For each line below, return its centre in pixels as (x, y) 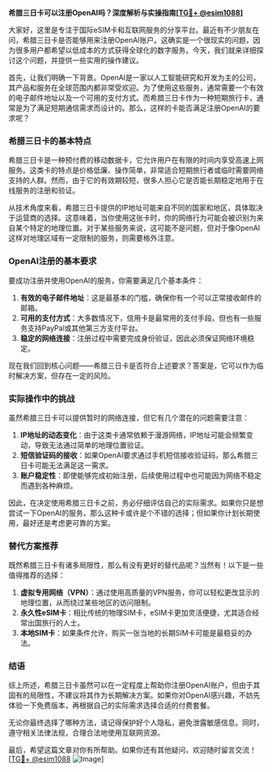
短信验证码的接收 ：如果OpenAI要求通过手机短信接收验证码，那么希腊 (135, 455)
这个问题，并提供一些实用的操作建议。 (79, 60)
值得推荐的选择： (37, 575)
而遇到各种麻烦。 (49, 485)
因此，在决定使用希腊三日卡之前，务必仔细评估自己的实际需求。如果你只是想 (136, 502)
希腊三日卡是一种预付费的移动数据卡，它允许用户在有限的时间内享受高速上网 (136, 160)
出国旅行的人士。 (56, 623)
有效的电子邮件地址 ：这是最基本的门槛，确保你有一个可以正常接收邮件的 (140, 297)
